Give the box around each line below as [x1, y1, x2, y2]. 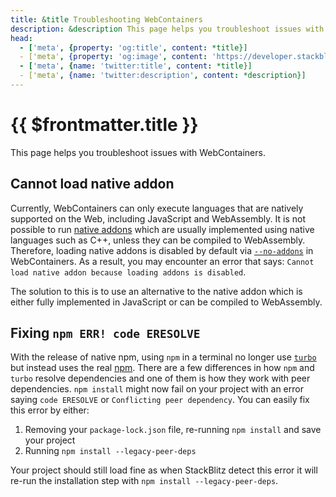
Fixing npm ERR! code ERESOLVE [10, 325, 201, 342]
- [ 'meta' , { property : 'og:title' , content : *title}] [19, 42, 248, 53]
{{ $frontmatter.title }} [10, 114, 199, 136]
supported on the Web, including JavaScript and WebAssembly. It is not [10, 212, 306, 225]
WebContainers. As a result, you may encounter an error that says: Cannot [10, 255, 315, 267]
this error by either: [10, 404, 90, 416]
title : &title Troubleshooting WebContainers [10, 14, 203, 25]
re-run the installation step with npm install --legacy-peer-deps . [10, 475, 279, 487]
